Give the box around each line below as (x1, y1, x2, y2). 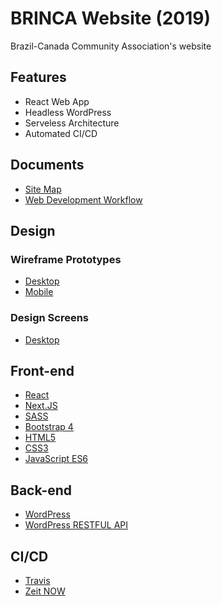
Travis (24, 574, 51, 586)
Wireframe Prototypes (10, 252, 122, 266)
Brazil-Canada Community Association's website (10, 40, 212, 52)
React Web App (24, 95, 90, 107)
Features (10, 69, 67, 86)
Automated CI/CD (24, 127, 98, 139)
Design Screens (10, 311, 89, 325)
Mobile (24, 286, 54, 298)
